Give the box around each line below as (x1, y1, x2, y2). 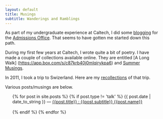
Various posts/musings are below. (5, 84, 73, 90)
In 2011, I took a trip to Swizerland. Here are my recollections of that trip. (5, 74, 151, 81)
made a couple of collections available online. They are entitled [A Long (5, 55, 149, 61)
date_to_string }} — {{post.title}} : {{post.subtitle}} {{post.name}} (12, 99, 143, 105)
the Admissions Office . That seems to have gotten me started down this (5, 35, 150, 41)
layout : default (5, 7, 38, 12)
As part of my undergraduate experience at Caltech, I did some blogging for (5, 30, 158, 36)
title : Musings (5, 12, 36, 17)
